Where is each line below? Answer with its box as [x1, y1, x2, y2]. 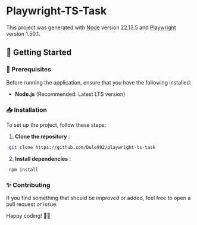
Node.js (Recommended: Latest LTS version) [14, 90, 126, 98]
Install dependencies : [14, 155, 71, 162]
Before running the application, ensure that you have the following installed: [6, 79, 192, 86]
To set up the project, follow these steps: [6, 121, 107, 129]
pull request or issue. [6, 201, 58, 208]
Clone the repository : [14, 133, 70, 140]
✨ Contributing [6, 180, 51, 189]
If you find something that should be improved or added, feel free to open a [6, 194, 191, 201]
